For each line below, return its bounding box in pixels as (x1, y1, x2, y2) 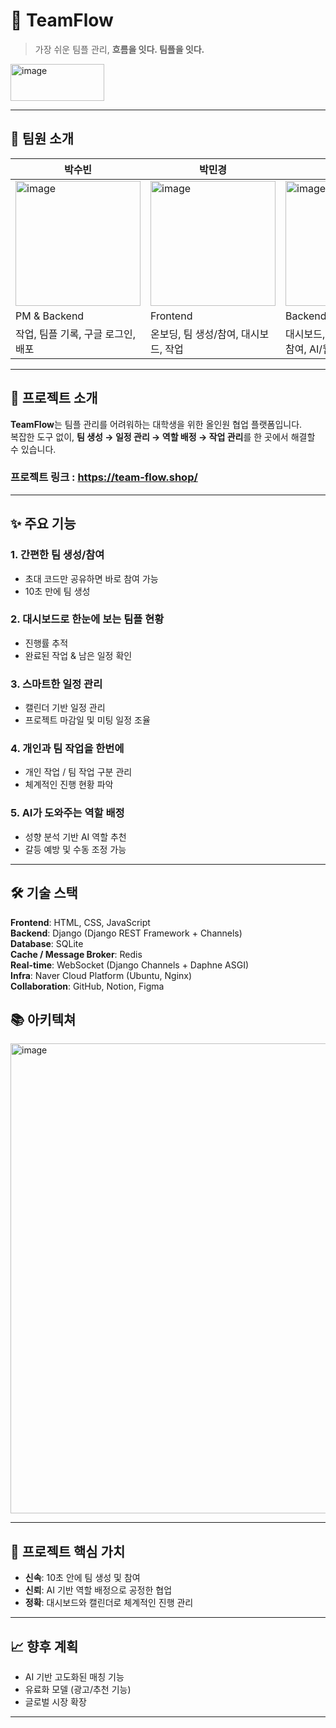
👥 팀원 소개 (10, 130, 75, 148)
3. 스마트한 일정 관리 (10, 677, 103, 691)
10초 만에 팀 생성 (24, 585, 91, 597)
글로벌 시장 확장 (24, 1695, 87, 1708)
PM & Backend (15, 309, 85, 323)
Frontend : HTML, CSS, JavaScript (10, 916, 151, 928)
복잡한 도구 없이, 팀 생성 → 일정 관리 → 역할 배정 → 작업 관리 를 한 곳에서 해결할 (10, 430, 316, 443)
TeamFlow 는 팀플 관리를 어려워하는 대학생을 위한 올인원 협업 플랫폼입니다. (10, 418, 303, 430)
